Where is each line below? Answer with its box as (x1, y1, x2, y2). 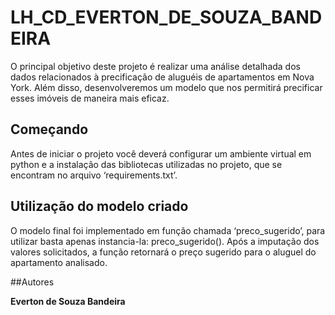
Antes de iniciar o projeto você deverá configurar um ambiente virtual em (10, 147, 312, 160)
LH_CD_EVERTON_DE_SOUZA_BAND (10, 6, 323, 29)
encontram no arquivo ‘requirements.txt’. (10, 169, 178, 181)
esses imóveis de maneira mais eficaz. (10, 92, 170, 104)
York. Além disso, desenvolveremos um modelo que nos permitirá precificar (10, 81, 323, 93)
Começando (10, 121, 89, 138)
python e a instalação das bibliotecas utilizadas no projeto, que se (10, 158, 283, 170)
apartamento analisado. (10, 256, 108, 268)
